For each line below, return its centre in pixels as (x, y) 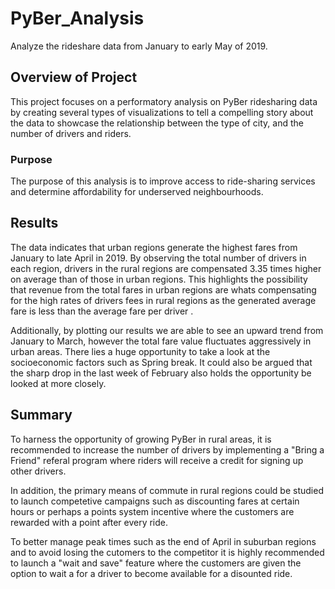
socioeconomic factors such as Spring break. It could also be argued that (161, 362)
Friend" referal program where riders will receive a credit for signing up (157, 460)
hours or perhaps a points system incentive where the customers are (152, 511)
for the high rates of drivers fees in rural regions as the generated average (163, 300)
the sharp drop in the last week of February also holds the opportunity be (161, 373)
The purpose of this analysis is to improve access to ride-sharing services (163, 181)
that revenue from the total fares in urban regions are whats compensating (163, 289)
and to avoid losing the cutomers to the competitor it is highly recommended (167, 552)
